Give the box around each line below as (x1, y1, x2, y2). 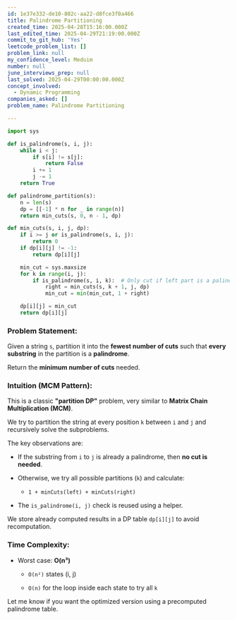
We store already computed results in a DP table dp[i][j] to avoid (7, 515, 200, 523)
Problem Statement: (7, 326, 78, 336)
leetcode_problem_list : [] (7, 43, 87, 50)
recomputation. (7, 523, 51, 531)
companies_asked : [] (7, 96, 68, 103)
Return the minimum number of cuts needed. (7, 363, 140, 372)
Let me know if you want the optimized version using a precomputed (7, 597, 207, 605)
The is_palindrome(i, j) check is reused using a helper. (17, 502, 183, 510)
